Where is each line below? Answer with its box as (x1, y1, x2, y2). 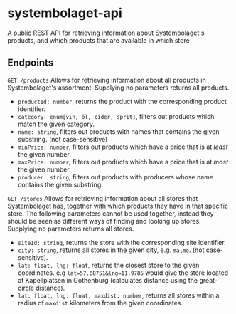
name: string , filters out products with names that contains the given (17, 127, 220, 136)
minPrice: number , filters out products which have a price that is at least (17, 142, 229, 151)
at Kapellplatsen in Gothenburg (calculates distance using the (17, 276, 198, 284)
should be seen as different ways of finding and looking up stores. (7, 216, 201, 225)
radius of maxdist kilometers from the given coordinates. (17, 298, 183, 307)
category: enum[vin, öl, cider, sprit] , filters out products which (17, 112, 215, 120)
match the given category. (17, 120, 95, 128)
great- (198, 276, 218, 284)
